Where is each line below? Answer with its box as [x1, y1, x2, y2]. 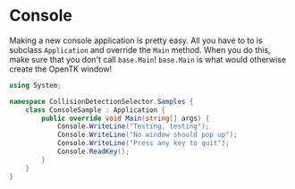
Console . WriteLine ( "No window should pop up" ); [56, 131, 239, 140]
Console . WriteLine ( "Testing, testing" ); [56, 122, 210, 131]
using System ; [9, 81, 63, 90]
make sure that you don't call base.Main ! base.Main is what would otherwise [9, 54, 287, 64]
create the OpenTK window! [9, 64, 113, 74]
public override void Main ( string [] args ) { [41, 114, 210, 123]
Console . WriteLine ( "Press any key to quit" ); [56, 139, 230, 148]
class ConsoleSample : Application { [25, 105, 166, 115]
